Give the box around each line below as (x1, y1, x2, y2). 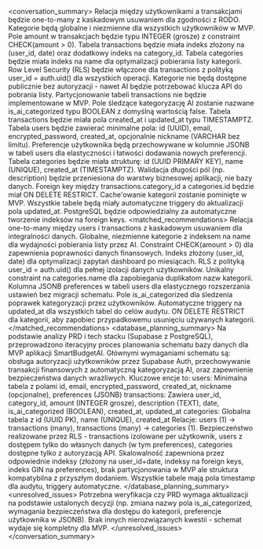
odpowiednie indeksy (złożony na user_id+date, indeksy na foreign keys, (8, 456, 244, 466)
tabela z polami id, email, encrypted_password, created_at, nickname (8, 382, 232, 391)
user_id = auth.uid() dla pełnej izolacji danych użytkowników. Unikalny (8, 265, 234, 274)
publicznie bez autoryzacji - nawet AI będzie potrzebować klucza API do (8, 82, 243, 91)
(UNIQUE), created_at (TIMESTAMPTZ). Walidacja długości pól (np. (8, 165, 225, 174)
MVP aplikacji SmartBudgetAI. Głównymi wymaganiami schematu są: (8, 348, 231, 358)
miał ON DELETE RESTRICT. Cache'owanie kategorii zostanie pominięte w (8, 190, 247, 199)
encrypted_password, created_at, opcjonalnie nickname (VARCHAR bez (8, 132, 240, 140)
